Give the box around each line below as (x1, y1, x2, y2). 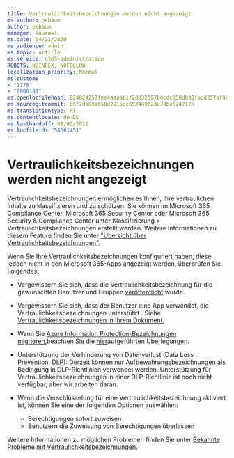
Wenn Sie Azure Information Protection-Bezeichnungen (17, 330, 177, 338)
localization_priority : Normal (7, 68, 98, 75)
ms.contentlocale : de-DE (7, 113, 79, 120)
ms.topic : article (7, 49, 61, 56)
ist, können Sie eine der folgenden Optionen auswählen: (17, 401, 178, 409)
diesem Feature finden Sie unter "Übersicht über (7, 231, 147, 240)
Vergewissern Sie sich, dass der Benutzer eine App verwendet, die (17, 301, 209, 310)
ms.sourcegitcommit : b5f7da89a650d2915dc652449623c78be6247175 (7, 101, 195, 108)
